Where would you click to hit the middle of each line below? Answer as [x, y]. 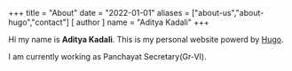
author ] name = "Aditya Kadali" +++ [142, 22]
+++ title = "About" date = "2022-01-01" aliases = [99, 13]
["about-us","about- [228, 13]
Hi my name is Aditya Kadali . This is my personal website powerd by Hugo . [146, 39]
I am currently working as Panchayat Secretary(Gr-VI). [107, 56]
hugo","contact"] [39, 22]
